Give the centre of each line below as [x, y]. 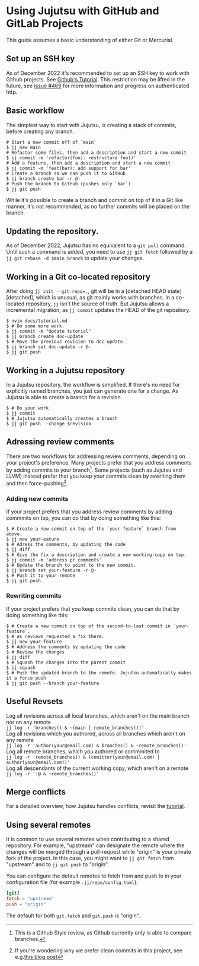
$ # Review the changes [36, 652]
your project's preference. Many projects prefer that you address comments [99, 462]
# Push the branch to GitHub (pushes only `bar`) [69, 184]
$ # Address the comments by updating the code [66, 647]
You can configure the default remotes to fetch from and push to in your [94, 876]
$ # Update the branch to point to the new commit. [71, 566]
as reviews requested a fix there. [61, 636]
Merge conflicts [36, 792]
